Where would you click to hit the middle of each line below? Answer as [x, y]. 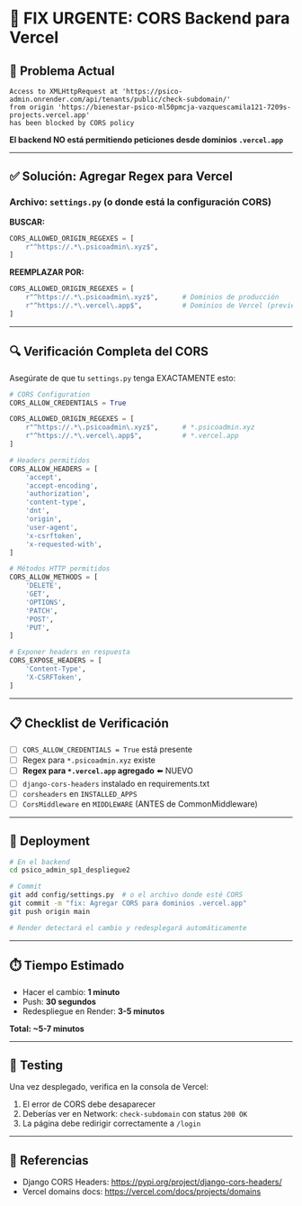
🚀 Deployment [49, 841]
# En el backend [40, 862]
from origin [31, 107]
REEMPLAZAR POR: [47, 272]
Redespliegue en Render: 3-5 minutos [93, 1011]
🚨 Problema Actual [62, 71]
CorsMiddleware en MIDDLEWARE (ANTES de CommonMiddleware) [140, 804]
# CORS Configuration [50, 394]
